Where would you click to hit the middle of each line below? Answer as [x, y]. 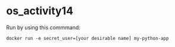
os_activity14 [40, 11]
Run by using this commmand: [43, 27]
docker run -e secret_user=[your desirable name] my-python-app [87, 38]
